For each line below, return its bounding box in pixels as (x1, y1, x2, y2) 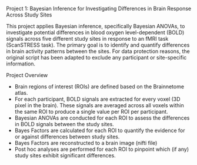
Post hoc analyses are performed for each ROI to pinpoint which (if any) (14, 146, 189, 153)
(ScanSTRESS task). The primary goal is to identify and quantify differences (6, 41, 190, 48)
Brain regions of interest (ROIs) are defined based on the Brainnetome (14, 83, 184, 90)
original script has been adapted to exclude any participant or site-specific (6, 54, 187, 61)
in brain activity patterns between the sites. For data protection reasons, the (6, 48, 190, 55)
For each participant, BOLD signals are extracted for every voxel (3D (14, 95, 181, 103)
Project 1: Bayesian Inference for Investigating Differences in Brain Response (6, 5, 192, 12)
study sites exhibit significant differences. (14, 152, 116, 159)
